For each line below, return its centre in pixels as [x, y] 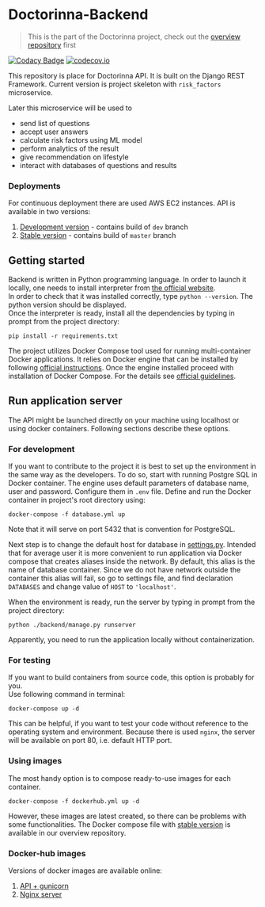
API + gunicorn [44, 886]
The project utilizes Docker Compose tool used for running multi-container [130, 351]
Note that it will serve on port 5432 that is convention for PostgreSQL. [122, 530]
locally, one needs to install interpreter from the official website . [112, 288]
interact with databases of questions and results [98, 165]
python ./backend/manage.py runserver [72, 625]
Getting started [47, 260]
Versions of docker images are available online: [85, 871]
